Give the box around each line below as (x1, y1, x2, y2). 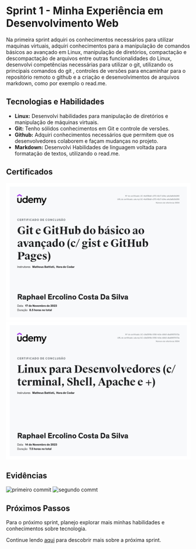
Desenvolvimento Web (6, 16, 119, 30)
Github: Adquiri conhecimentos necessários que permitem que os (14, 131, 174, 138)
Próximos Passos (6, 503, 70, 513)
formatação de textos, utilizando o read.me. (14, 150, 120, 157)
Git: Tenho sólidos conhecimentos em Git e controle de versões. (14, 125, 170, 132)
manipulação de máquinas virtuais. (14, 119, 99, 126)
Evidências (6, 471, 47, 481)
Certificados (6, 167, 53, 177)
